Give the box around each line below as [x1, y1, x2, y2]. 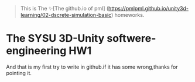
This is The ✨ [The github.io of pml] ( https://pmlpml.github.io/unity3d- [20, 5, 189, 12]
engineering [6, 44, 67, 58]
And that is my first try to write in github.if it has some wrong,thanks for [6, 63, 179, 70]
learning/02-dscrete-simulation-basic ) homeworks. [20, 12, 145, 18]
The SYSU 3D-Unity [6, 32, 105, 45]
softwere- [106, 32, 156, 45]
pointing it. [6, 69, 32, 76]
